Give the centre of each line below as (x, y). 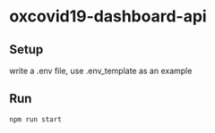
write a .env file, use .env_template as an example (101, 71)
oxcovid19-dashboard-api (108, 17)
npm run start (36, 119)
